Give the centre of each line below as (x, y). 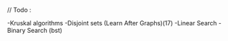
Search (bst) (45, 30)
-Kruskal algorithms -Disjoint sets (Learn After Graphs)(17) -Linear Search (112, 23)
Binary (17, 30)
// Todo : (19, 10)
